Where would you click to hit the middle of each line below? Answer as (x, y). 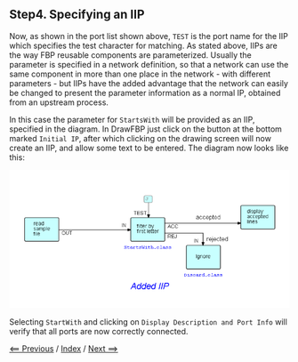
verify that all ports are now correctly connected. (99, 332)
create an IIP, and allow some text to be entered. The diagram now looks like (149, 148)
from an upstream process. (59, 102)
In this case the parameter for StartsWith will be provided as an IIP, (132, 119)
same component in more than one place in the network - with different (140, 74)
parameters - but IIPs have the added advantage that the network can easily (149, 83)
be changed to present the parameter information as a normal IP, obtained (145, 93)
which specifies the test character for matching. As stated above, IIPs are (144, 45)
